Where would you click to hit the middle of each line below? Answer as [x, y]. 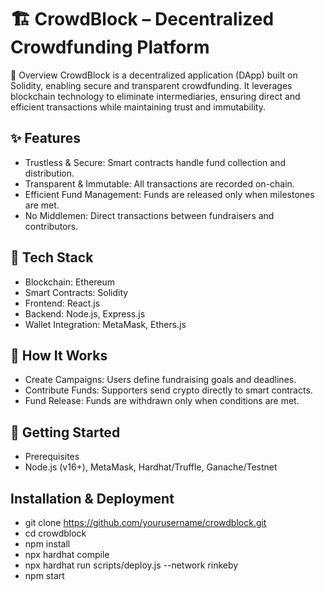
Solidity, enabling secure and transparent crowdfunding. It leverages [151, 85]
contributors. [51, 226]
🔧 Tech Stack [52, 257]
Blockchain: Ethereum [70, 282]
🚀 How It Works [59, 355]
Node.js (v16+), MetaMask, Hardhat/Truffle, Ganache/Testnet [151, 467]
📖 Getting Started [65, 432]
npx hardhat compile [67, 554]
